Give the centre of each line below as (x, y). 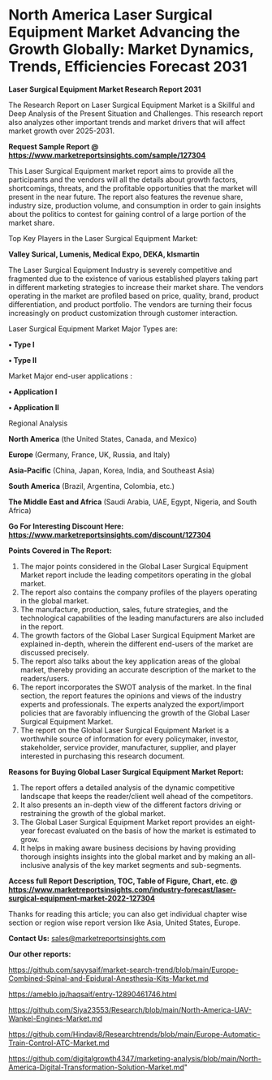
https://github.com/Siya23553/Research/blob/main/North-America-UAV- (130, 1009)
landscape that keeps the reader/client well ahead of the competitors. (136, 796)
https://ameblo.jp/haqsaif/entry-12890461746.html (93, 994)
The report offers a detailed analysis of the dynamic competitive (127, 787)
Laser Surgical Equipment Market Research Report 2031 (105, 89)
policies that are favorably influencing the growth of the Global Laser (135, 713)
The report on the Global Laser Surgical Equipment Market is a (125, 730)
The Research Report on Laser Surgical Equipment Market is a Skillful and (132, 105)
